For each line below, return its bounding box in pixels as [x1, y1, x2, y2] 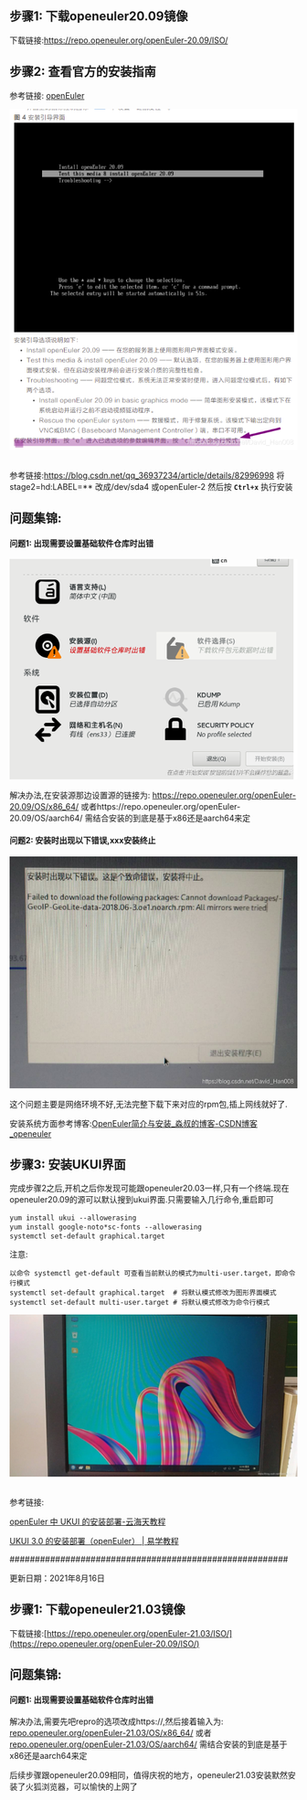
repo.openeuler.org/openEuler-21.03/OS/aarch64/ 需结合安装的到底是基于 [9, 1739, 288, 1750]
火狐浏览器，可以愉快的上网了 [25, 1781, 138, 1793]
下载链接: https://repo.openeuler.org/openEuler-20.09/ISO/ [9, 35, 228, 46]
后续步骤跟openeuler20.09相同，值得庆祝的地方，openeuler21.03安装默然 [9, 1770, 288, 1781]
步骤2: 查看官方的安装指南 [9, 64, 157, 79]
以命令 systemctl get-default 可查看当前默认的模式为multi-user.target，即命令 [9, 1269, 296, 1278]
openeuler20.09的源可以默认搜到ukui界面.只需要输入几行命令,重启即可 [9, 1194, 274, 1205]
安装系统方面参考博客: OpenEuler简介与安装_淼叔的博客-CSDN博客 [9, 1117, 258, 1128]
